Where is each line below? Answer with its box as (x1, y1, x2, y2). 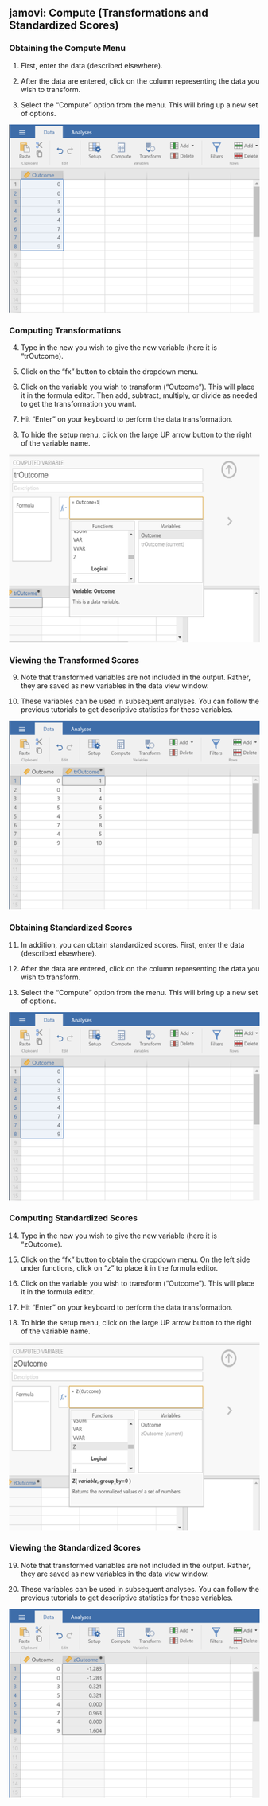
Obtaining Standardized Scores (9, 922, 133, 933)
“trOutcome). (20, 351, 64, 360)
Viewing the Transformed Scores (9, 654, 140, 665)
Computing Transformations (9, 325, 122, 336)
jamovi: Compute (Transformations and (9, 6, 209, 20)
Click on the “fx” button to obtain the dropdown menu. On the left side (20, 1255, 251, 1264)
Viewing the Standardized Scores (9, 1543, 142, 1554)
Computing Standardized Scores (9, 1212, 138, 1224)
